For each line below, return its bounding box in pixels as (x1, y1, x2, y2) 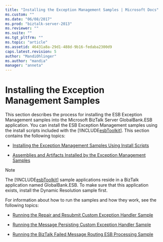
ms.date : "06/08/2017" (5, 16, 52, 21)
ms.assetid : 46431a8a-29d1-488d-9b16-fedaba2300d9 (5, 44, 112, 49)
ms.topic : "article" (5, 40, 48, 45)
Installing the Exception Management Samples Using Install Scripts (12, 143, 149, 149)
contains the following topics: (5, 133, 66, 139)
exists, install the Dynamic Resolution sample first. (5, 188, 108, 194)
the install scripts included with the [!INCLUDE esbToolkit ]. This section (5, 128, 150, 134)
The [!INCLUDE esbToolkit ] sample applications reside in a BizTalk (5, 177, 139, 183)
